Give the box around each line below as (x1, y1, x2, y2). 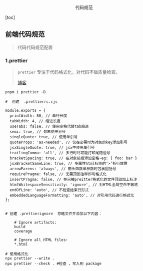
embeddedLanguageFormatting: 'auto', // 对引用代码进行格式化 (9, 193, 134, 198)
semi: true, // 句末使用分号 (9, 129, 66, 134)
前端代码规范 (5, 30, 45, 38)
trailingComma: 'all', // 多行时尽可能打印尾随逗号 (9, 151, 110, 156)
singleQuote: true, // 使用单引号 (9, 135, 78, 140)
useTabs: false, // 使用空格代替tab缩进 (9, 124, 89, 129)
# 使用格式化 (5, 252, 28, 257)
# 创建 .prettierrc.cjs (5, 99, 57, 104)
